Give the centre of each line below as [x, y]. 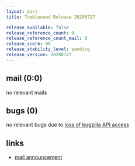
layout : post [22, 11]
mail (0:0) [24, 79]
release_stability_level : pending [48, 49]
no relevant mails [27, 92]
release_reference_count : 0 [40, 33]
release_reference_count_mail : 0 [47, 39]
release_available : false [37, 27]
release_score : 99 [28, 44]
